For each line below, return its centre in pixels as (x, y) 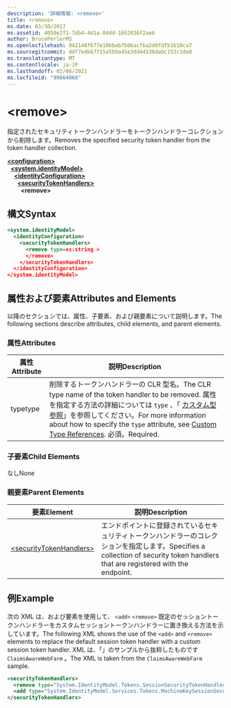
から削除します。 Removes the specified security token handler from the (109, 140)
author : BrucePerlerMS (40, 39)
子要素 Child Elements (44, 457)
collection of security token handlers (160, 555)
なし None (21, 473)
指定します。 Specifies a (167, 546)
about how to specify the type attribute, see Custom (133, 424)
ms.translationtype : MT (41, 59)
